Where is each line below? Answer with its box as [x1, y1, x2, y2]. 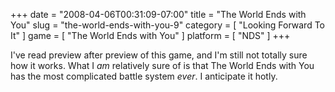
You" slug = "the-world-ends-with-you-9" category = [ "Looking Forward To [10, 19, 326, 31]
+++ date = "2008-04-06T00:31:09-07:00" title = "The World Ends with [10, 9, 307, 20]
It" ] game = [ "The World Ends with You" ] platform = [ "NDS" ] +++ [10, 30, 291, 41]
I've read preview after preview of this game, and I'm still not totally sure [10, 49, 308, 61]
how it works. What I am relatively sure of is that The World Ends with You [10, 60, 315, 71]
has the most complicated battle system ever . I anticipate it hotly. [10, 70, 278, 82]
